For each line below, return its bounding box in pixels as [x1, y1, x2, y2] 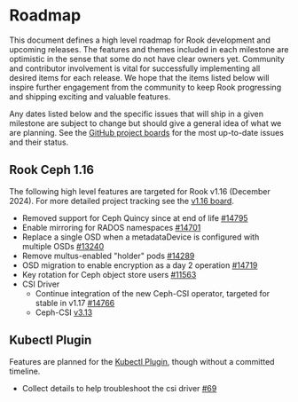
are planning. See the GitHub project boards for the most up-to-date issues [9, 127, 284, 138]
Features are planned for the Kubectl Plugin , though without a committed [9, 356, 275, 367]
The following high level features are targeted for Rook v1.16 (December [9, 185, 271, 196]
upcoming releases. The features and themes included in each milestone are [9, 43, 289, 54]
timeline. [9, 366, 41, 376]
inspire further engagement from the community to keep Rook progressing [9, 82, 282, 92]
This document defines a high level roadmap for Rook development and [9, 35, 271, 45]
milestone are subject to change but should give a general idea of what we [9, 117, 282, 129]
